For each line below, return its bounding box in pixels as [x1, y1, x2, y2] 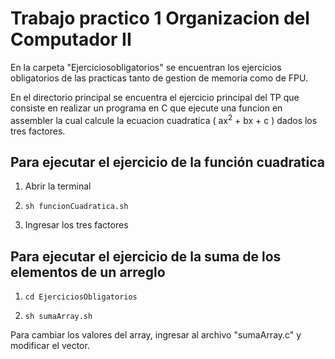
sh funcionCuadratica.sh [24, 202, 129, 212]
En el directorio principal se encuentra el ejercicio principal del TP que [10, 91, 300, 103]
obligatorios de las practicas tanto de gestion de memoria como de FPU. [10, 72, 308, 84]
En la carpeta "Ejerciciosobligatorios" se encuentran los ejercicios [10, 61, 282, 73]
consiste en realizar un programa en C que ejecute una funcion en [10, 102, 283, 114]
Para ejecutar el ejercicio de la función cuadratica [10, 153, 325, 171]
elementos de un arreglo [10, 263, 166, 281]
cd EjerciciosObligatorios [24, 292, 138, 302]
